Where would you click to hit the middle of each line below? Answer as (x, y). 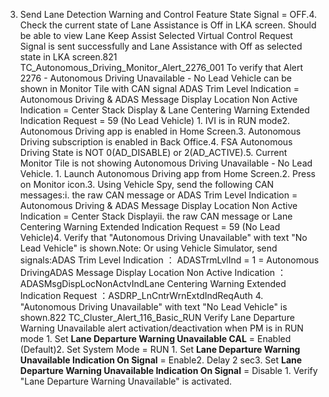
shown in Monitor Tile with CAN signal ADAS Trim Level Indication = (159, 88)
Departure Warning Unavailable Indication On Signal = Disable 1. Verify (168, 370)
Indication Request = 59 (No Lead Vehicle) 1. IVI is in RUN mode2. (155, 120)
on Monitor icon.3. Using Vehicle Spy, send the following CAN (147, 184)
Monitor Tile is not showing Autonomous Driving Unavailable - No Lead (166, 163)
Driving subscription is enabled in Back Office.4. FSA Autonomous (156, 142)
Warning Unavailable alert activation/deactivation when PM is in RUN (161, 328)
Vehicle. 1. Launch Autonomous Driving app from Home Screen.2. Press (167, 173)
